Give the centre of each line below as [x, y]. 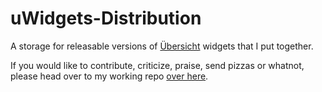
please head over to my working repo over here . [109, 76]
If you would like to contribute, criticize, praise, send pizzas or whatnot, [157, 65]
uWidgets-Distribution [106, 18]
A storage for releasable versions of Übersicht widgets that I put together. [162, 46]
